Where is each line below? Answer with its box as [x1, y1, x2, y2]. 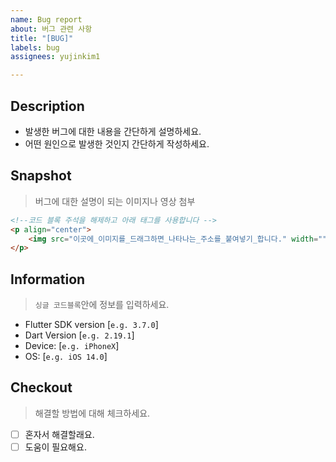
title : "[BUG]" [10, 33, 74, 43]
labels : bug [10, 42, 60, 53]
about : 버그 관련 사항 [10, 24, 93, 34]
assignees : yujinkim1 [10, 52, 101, 62]
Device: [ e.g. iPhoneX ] [24, 340, 120, 352]
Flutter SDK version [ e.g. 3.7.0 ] [24, 319, 159, 331]
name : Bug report [10, 14, 83, 25]
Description [10, 97, 85, 115]
